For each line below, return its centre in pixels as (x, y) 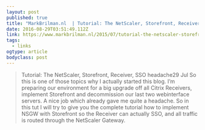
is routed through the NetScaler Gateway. (73, 120)
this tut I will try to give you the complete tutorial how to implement (105, 107)
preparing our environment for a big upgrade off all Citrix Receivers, (106, 88)
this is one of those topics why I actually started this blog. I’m (98, 81)
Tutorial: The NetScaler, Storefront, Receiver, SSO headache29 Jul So (109, 74)
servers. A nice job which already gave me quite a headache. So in (105, 101)
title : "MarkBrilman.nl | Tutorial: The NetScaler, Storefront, (91, 23)
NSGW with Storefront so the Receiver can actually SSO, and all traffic (110, 114)
